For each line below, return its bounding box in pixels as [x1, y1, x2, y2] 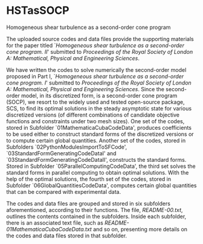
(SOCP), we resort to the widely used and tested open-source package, [6, 98, 185, 106]
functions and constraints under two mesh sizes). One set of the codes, [6, 117, 185, 124]
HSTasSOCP [6, 4, 69, 18]
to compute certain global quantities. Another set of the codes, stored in [6, 136, 186, 144]
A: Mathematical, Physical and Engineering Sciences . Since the [6, 85, 165, 92]
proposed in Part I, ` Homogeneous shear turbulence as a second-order [6, 72, 184, 80]
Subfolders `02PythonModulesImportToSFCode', [6, 143, 127, 150]
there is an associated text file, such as [6, 219, 104, 226]
